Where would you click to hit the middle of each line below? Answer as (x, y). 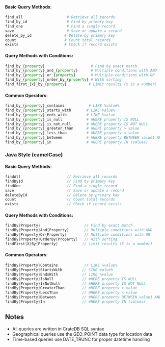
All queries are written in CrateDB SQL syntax (58, 329)
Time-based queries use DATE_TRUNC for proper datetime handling (81, 339)
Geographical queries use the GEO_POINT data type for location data (82, 334)
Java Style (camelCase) (34, 154)
